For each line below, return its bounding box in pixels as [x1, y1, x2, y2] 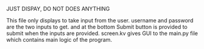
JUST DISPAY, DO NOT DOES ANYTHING [6, 5, 110, 12]
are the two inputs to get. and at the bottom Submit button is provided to [6, 24, 188, 30]
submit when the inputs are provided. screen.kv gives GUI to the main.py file [6, 30, 198, 37]
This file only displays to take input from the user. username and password [6, 17, 194, 24]
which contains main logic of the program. [6, 36, 113, 43]
